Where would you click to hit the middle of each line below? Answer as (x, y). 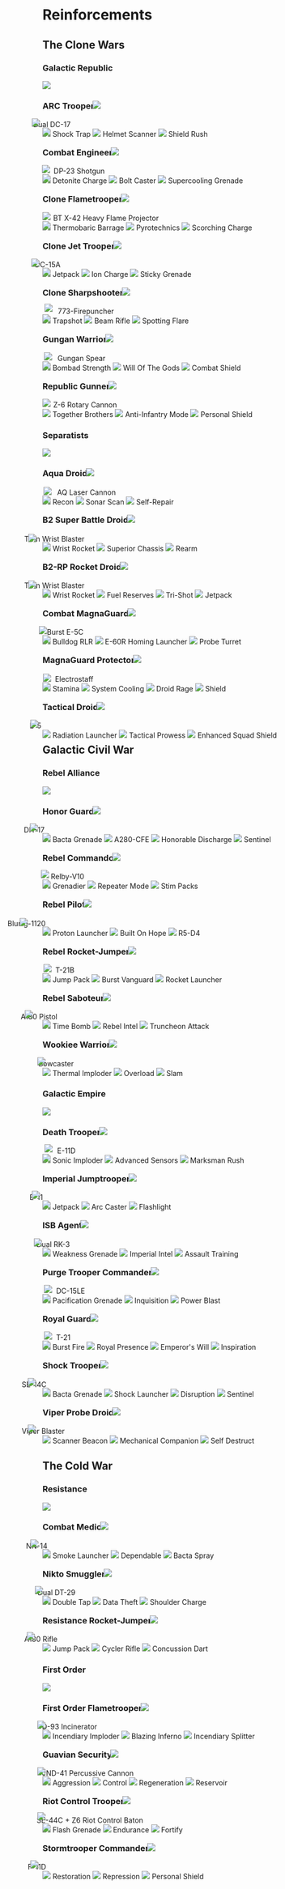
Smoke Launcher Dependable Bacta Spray (133, 1555)
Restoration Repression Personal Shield (128, 1876)
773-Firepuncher (86, 311)
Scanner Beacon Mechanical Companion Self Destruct (153, 1440)
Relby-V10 (68, 877)
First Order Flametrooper (92, 1708)
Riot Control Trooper (83, 1802)
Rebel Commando (78, 857)
